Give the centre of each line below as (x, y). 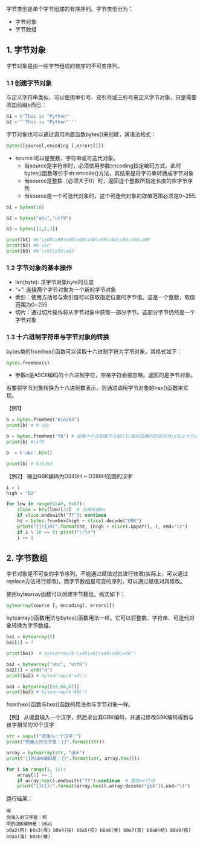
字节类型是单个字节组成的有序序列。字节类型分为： (70, 9)
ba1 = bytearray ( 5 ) (31, 637)
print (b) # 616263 (29, 464)
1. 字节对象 (26, 50)
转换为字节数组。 (33, 626)
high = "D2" (21, 493)
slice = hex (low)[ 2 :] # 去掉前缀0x (61, 510)
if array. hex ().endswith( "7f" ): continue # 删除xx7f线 (86, 781)
